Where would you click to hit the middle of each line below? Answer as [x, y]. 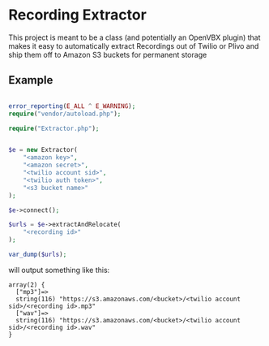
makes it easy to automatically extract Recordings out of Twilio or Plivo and [134, 45]
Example [31, 80]
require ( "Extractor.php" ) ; [54, 128]
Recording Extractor [78, 15]
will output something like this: [59, 270]
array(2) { [27, 285]
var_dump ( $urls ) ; [38, 254]
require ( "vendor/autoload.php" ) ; [65, 114]
